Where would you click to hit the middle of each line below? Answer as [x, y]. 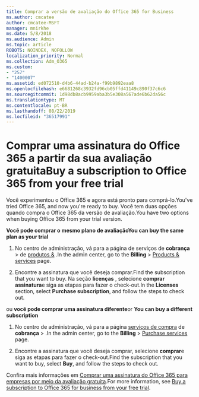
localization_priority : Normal [45, 56]
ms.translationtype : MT [36, 100]
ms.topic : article [29, 45]
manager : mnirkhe [28, 28]
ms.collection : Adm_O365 [37, 61]
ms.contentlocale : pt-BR [37, 105]
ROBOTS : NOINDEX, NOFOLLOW [40, 50]
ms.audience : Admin [30, 39]
